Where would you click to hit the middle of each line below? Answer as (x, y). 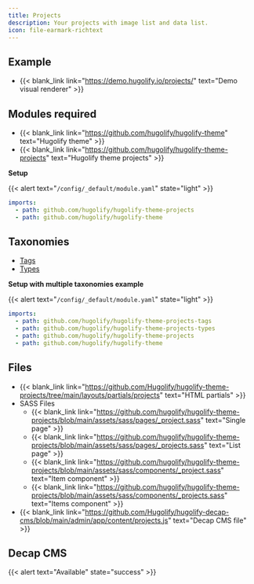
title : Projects (34, 15)
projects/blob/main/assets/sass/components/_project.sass (126, 470)
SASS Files (37, 403)
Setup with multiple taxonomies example (76, 285)
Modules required (53, 114)
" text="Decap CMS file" (207, 520)
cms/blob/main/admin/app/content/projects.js (94, 520)
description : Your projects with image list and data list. (109, 23)
